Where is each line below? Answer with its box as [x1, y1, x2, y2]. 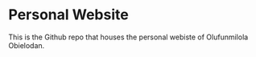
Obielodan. [8, 40, 45, 50]
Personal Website [8, 6, 129, 24]
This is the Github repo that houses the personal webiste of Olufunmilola [8, 32, 249, 42]
